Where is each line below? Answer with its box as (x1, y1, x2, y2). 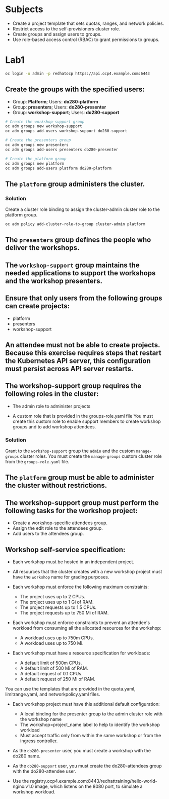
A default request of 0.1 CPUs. (20, 671, 83, 677)
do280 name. (12, 753, 41, 759)
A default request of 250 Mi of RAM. (20, 676, 96, 682)
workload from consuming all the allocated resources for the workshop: (12, 625, 161, 631)
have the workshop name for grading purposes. (12, 574, 109, 580)
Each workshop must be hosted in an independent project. (12, 559, 135, 565)
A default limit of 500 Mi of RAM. (20, 665, 88, 671)
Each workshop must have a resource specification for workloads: (12, 650, 150, 656)
